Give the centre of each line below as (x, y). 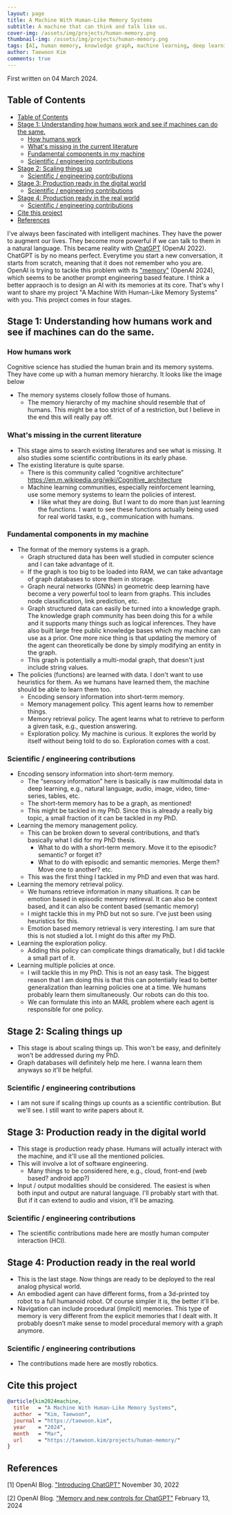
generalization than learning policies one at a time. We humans (117, 987)
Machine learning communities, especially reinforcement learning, (122, 487)
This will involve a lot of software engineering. (83, 1164)
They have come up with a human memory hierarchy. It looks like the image (115, 374)
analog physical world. (49, 1286)
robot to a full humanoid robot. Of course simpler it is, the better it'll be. (118, 1301)
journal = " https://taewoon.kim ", (63, 1421)
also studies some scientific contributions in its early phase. (102, 457)
